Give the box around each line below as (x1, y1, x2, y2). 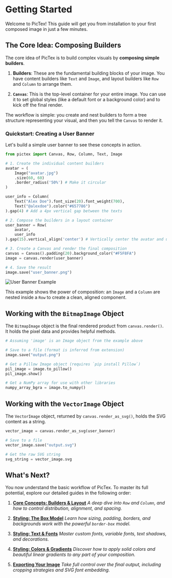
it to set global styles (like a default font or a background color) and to (12, 96, 160, 102)
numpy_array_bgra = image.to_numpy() (5, 385, 86, 390)
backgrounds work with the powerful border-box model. (12, 520, 131, 527)
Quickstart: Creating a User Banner (5, 130, 95, 137)
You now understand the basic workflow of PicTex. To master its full (5, 484, 148, 491)
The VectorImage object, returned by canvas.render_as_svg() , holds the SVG (5, 413, 166, 419)
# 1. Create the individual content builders (5, 161, 104, 166)
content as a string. (5, 419, 46, 425)
